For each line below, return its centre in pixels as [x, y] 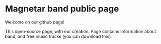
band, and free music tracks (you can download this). [59, 36]
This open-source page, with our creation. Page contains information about [81, 31]
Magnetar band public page [62, 9]
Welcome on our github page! [35, 22]
